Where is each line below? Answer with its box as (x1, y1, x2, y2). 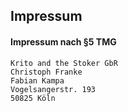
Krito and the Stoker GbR (10, 58, 118, 68)
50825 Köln (10, 93, 56, 103)
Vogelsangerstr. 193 (10, 84, 97, 94)
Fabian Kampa (10, 75, 65, 86)
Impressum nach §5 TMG (10, 35, 117, 48)
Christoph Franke (10, 67, 83, 77)
